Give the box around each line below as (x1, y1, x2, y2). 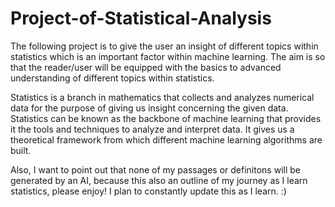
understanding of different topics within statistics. (10, 72, 215, 84)
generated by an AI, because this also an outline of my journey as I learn (10, 174, 308, 186)
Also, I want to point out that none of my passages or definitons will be (10, 163, 301, 176)
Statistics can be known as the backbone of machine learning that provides (10, 112, 322, 124)
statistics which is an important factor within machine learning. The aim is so (10, 50, 326, 62)
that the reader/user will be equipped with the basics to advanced (10, 61, 282, 73)
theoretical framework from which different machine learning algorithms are (10, 133, 323, 146)
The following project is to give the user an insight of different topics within (10, 40, 319, 52)
